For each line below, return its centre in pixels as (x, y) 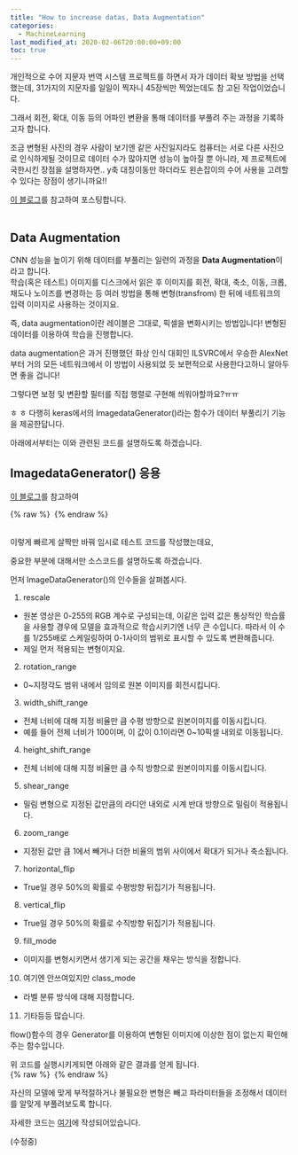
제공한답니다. (42, 424)
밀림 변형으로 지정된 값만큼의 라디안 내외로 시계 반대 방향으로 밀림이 (140, 804)
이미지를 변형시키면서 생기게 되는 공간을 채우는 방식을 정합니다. (132, 959)
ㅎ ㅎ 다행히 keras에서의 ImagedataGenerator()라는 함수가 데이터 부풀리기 (140, 412)
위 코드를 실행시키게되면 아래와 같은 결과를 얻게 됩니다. (105, 1064)
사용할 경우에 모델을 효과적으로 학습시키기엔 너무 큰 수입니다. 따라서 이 (154, 627)
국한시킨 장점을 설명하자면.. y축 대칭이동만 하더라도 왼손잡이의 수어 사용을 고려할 (149, 170)
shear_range (46, 785)
